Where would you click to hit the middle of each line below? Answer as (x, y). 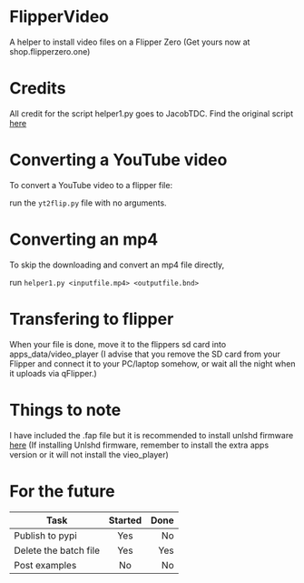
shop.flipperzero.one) (50, 51)
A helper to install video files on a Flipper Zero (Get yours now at (130, 42)
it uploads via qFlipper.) (53, 373)
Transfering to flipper (92, 319)
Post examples (45, 565)
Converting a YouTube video (118, 160)
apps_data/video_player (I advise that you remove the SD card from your (145, 354)
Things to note (65, 410)
